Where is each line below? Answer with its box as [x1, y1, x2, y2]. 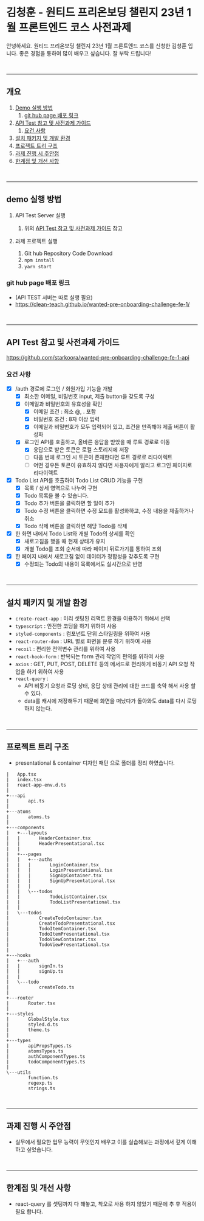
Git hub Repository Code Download [24, 249, 113, 257]
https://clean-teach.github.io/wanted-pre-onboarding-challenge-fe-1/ [15, 301, 190, 308]
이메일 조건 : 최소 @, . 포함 [33, 408, 96, 416]
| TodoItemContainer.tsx [6, 925, 97, 931]
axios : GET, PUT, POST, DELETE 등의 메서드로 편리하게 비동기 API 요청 [15, 661, 189, 668]
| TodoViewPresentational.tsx [6, 941, 110, 948]
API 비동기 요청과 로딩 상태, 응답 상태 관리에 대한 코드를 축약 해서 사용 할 [24, 682, 196, 689]
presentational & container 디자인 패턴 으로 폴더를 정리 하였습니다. [15, 759, 175, 767]
